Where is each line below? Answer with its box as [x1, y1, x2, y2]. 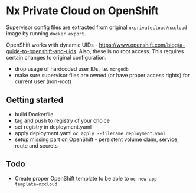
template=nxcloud [14, 181, 58, 187]
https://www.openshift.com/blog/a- [99, 41, 185, 48]
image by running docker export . [6, 30, 86, 37]
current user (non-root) [14, 78, 72, 85]
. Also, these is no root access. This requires [76, 47, 184, 54]
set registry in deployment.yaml [14, 123, 92, 130]
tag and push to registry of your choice [14, 117, 110, 124]
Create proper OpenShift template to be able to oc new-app [14, 175, 158, 182]
